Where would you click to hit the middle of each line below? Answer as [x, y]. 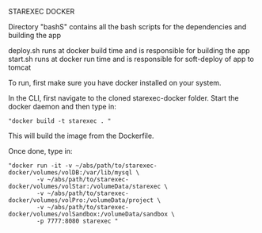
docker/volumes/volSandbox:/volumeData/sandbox [88, 214]
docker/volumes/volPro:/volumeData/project [81, 201]
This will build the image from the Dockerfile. [81, 136]
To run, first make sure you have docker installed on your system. [115, 83]
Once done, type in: [40, 151]
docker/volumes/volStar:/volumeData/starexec [84, 186]
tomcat [20, 67]
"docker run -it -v [40, 166]
